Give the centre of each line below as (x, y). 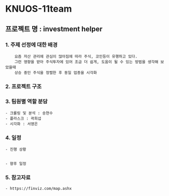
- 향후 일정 (16, 164)
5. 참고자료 (18, 178)
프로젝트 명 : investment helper (54, 29)
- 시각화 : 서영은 (22, 124)
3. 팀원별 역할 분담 (27, 101)
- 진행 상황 (16, 150)
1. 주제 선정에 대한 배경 (31, 45)
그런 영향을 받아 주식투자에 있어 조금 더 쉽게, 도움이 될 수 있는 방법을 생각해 (86, 62)
